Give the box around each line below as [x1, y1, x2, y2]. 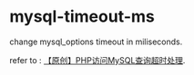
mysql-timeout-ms [9, 6, 155, 27]
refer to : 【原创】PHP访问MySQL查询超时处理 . [9, 54, 186, 65]
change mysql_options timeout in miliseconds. [9, 36, 183, 47]
